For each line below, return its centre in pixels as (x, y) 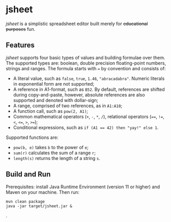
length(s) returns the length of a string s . (57, 158)
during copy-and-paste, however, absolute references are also (79, 95)
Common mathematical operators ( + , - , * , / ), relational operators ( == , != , (89, 116)
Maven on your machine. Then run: (43, 192)
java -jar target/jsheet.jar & (39, 206)
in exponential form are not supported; (54, 84)
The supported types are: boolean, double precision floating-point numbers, (86, 63)
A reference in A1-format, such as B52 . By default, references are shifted (89, 89)
